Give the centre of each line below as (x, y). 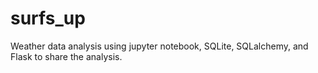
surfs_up (48, 18)
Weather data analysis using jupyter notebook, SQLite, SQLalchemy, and (159, 46)
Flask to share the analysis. (66, 56)
